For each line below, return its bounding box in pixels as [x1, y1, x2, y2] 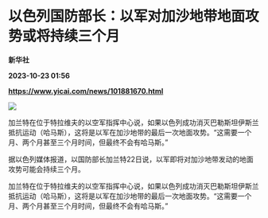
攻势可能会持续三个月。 [8, 164, 85, 173]
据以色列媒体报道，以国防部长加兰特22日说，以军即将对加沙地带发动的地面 [8, 154, 254, 164]
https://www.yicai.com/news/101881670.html [8, 86, 164, 95]
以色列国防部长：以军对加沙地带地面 [8, 7, 246, 25]
